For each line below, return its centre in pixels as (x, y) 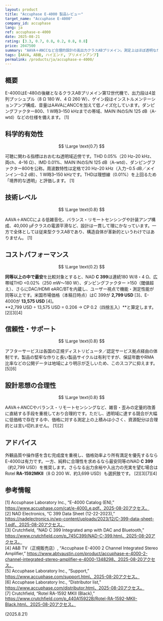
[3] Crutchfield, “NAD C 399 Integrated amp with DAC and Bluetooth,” (75, 530)
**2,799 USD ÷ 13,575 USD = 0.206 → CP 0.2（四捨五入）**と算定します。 (81, 307)
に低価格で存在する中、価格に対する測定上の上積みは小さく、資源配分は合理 (81, 420)
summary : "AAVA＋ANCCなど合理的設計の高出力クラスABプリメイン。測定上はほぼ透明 (79, 50)
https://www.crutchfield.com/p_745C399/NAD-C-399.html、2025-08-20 (78, 536)
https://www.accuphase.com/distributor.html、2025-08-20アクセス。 (75, 588)
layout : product (21, 9)
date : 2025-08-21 (23, 37)
